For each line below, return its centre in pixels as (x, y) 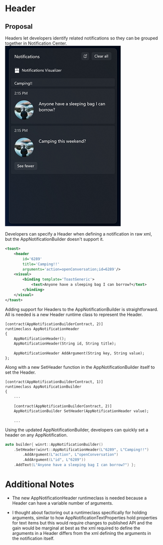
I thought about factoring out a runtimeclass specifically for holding (80, 512)
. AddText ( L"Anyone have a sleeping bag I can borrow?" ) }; (75, 465)
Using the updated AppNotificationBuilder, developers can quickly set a (77, 430)
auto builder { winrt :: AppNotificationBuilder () (54, 444)
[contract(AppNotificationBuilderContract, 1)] (54, 382)
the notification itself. (33, 538)
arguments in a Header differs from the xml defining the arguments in (81, 533)
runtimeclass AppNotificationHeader (42, 329)
